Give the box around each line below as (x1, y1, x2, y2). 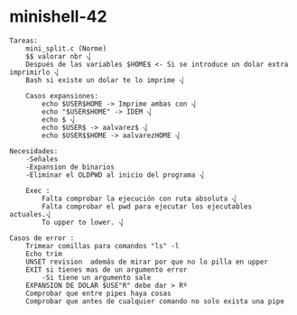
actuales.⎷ (9, 209, 51, 218)
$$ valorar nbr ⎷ (25, 51, 91, 60)
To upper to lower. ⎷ (42, 218, 124, 227)
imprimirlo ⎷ (9, 68, 59, 77)
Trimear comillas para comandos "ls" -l (25, 241, 180, 250)
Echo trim (25, 249, 63, 258)
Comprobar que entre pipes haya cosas (25, 289, 172, 298)
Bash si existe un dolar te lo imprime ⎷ (25, 75, 184, 85)
